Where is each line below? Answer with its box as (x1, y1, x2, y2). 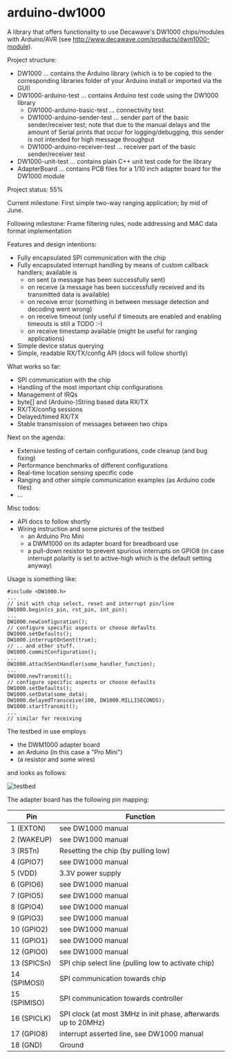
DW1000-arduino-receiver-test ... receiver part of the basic (27, 142, 196, 151)
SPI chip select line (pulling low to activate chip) (59, 958, 215, 968)
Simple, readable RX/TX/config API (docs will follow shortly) (17, 349, 188, 357)
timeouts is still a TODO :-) (27, 319, 103, 327)
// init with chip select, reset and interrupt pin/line (7, 600, 175, 607)
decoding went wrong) (27, 305, 93, 313)
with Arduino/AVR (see (7, 35, 72, 43)
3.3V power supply (59, 868, 122, 878)
